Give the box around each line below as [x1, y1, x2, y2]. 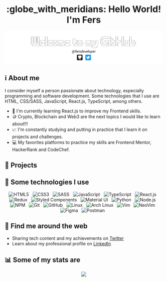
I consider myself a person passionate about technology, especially [5, 87, 144, 93]
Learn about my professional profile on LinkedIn [12, 240, 111, 246]
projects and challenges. [12, 133, 63, 139]
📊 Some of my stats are [5, 256, 81, 264]
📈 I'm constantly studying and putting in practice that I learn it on [12, 126, 147, 132]
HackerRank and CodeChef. [12, 147, 70, 153]
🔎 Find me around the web [5, 222, 88, 230]
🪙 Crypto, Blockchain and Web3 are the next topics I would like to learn [12, 113, 161, 119]
